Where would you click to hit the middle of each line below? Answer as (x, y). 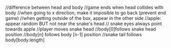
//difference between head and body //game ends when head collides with (84, 7)
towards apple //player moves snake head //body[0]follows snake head (81, 29)
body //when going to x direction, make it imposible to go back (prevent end (85, 13)
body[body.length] (25, 40)
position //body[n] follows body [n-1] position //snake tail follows (74, 34)
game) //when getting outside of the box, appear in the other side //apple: (83, 18)
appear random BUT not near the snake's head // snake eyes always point (84, 23)
